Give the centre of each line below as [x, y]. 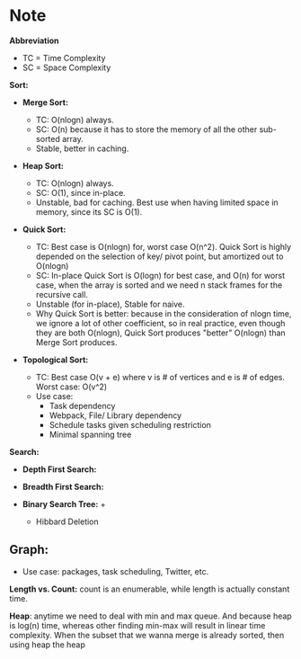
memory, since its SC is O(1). [89, 211]
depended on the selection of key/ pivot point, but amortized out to [159, 256]
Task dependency [82, 405]
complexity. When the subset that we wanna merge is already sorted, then [147, 635]
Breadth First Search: [63, 486]
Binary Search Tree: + [64, 503]
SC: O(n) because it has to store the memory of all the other [146, 129]
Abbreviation [35, 40]
